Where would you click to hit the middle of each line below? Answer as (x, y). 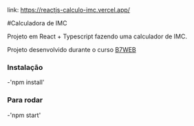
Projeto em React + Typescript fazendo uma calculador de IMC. (97, 36)
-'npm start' (24, 115)
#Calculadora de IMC (37, 23)
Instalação (25, 67)
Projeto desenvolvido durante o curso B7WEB (72, 50)
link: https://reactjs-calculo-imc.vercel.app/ (69, 10)
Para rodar (25, 100)
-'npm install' (26, 82)
